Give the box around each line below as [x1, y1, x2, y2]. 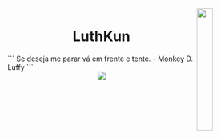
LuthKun [72, 27, 131, 46]
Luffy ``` [7, 62, 34, 72]
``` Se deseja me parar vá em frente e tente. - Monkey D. [7, 54, 194, 63]
